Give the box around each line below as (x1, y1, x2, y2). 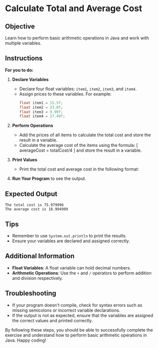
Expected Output (5, 190, 58, 198)
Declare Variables (12, 76, 49, 82)
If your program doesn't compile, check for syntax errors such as (12, 302, 142, 308)
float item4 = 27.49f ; (19, 114, 65, 119)
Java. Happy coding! (5, 337, 47, 343)
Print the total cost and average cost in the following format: (19, 166, 139, 172)
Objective (5, 22, 35, 31)
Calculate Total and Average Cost (5, 3, 142, 14)
